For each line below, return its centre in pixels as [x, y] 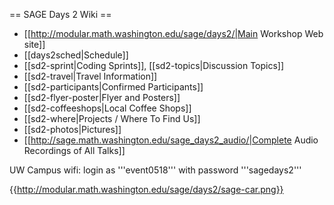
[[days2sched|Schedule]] [76, 55]
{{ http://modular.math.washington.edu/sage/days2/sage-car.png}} [146, 189]
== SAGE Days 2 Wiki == [60, 14]
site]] [34, 44]
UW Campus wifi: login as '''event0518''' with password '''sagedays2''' [155, 170]
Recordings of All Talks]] [74, 150]
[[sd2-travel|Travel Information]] [90, 76]
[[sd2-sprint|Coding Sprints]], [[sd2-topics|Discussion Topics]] [154, 65]
